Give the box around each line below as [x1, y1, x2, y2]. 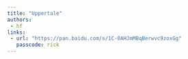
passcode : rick [16, 41, 59, 48]
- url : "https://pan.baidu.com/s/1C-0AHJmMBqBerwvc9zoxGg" [10, 35, 183, 42]
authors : [7, 16, 32, 23]
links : [7, 28, 26, 36]
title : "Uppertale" [7, 9, 63, 17]
